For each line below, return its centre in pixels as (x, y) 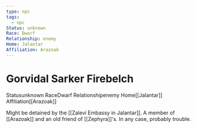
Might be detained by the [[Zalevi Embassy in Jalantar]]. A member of (91, 113)
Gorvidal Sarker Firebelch (70, 78)
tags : (13, 17)
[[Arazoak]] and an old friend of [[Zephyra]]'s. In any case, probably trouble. (98, 119)
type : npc (18, 11)
